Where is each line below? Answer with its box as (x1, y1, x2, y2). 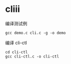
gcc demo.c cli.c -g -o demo (5, 30, 66, 35)
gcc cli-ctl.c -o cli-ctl (5, 54, 59, 59)
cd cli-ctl (5, 50, 28, 55)
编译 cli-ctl (5, 40, 27, 46)
